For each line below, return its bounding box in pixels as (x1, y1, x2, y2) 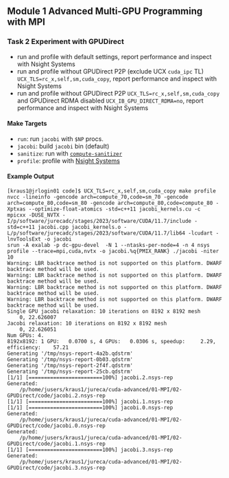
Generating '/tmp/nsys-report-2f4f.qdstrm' (7, 362, 134, 369)
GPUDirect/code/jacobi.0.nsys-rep (7, 422, 106, 429)
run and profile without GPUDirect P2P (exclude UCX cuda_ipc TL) (16, 67, 204, 75)
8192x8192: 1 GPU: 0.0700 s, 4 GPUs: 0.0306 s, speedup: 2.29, (7, 338, 216, 345)
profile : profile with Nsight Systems (16, 156, 120, 164)
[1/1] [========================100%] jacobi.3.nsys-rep (7, 446, 173, 453)
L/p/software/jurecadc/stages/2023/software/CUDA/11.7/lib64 (7, 230, 186, 237)
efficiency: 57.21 (7, 344, 69, 351)
